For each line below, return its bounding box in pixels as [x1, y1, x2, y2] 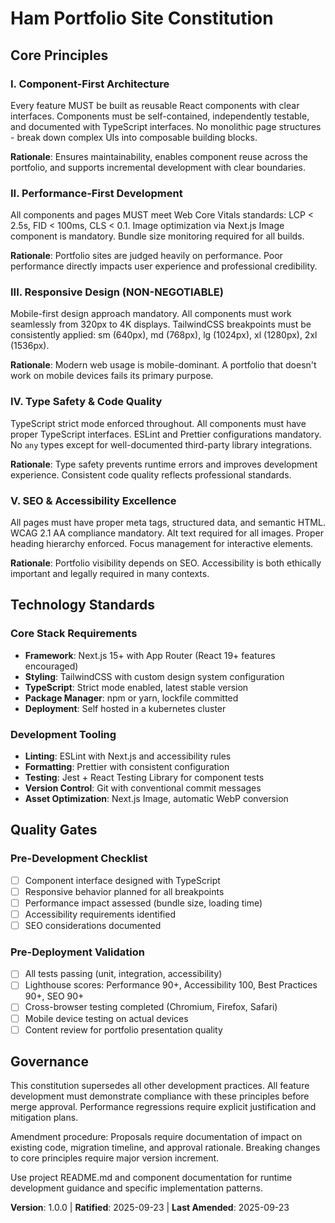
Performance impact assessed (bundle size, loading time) [24, 897, 263, 909]
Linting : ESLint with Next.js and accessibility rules [24, 750, 232, 762]
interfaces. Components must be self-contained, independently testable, [10, 110, 310, 122]
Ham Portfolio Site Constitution [10, 7, 274, 30]
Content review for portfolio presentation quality [24, 1023, 223, 1036]
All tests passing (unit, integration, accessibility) [24, 968, 223, 980]
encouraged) [24, 660, 79, 672]
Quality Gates [10, 822, 98, 839]
